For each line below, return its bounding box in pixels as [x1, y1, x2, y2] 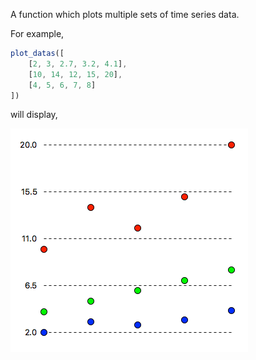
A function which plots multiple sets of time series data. [10, 9, 240, 20]
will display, [10, 109, 58, 121]
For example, [10, 28, 65, 39]
